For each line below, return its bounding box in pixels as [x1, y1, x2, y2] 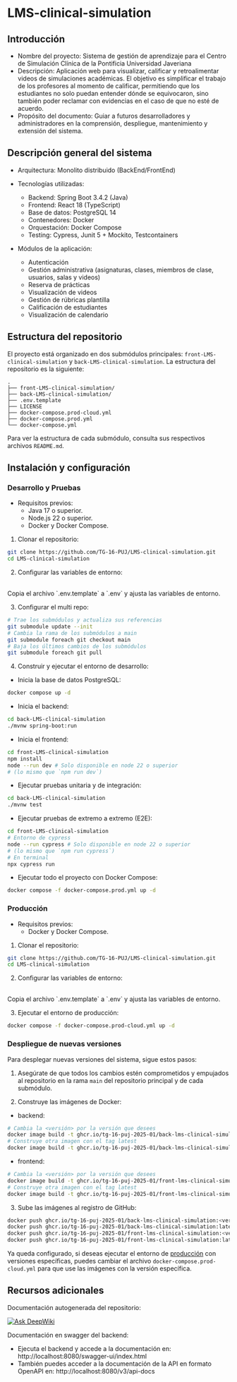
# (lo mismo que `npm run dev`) [7, 768, 102, 775]
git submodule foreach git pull [7, 649, 102, 657]
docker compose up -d [7, 689, 71, 696]
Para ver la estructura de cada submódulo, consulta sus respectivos [7, 434, 206, 442]
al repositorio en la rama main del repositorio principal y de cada [17, 1076, 204, 1084]
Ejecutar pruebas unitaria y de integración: [17, 781, 142, 789]
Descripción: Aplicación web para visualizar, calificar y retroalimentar [17, 67, 219, 75]
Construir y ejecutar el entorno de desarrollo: [17, 662, 149, 671]
